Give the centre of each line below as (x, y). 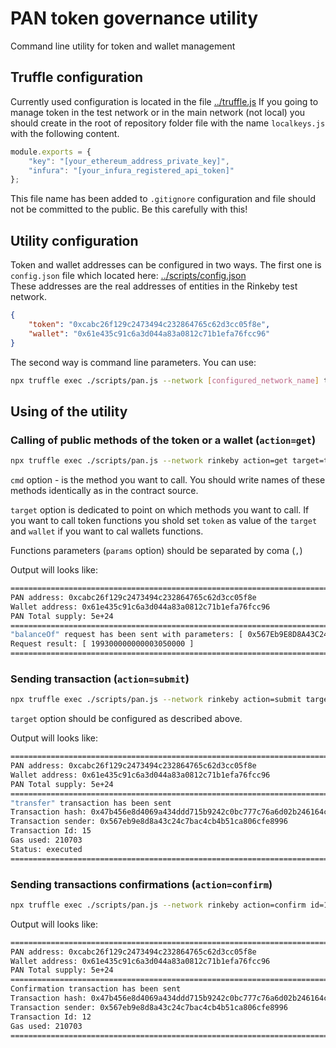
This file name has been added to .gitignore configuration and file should (163, 199)
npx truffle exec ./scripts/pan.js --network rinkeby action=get (149, 461)
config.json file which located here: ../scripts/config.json (128, 276)
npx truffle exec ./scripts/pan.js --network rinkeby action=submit (156, 700)
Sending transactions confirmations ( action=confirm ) (141, 884)
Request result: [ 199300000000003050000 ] (102, 644)
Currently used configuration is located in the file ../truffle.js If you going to (164, 101)
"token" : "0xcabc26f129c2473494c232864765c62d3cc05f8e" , (149, 324)
